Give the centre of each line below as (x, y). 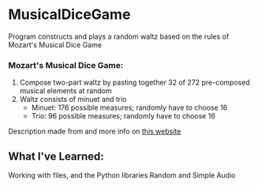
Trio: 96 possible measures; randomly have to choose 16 (123, 116)
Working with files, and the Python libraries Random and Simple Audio (122, 175)
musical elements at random (65, 91)
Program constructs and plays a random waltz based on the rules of (119, 36)
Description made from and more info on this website (95, 131)
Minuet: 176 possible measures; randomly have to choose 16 (129, 107)
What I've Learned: (56, 156)
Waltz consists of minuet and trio (73, 100)
